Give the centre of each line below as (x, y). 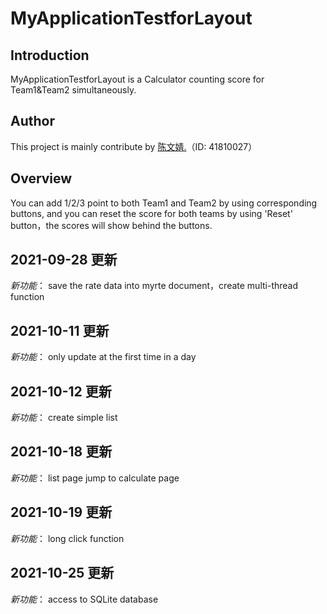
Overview (41, 178)
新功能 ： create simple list (64, 418)
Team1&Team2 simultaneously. (73, 90)
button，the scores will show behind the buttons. (111, 225)
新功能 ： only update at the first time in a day (103, 357)
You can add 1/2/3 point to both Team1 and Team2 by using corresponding (164, 203)
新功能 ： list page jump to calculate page (95, 478)
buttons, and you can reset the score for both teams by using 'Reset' (151, 213)
